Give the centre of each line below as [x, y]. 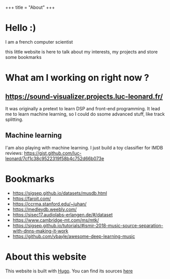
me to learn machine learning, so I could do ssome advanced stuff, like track [85, 114]
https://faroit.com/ [32, 198]
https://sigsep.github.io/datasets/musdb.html [60, 193]
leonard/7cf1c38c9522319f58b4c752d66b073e [55, 158]
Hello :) [21, 28]
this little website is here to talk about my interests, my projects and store [82, 52]
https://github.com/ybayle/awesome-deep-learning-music [74, 236]
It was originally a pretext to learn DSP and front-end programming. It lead [83, 108]
